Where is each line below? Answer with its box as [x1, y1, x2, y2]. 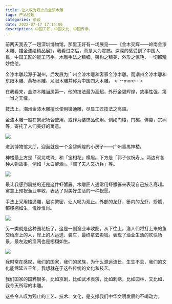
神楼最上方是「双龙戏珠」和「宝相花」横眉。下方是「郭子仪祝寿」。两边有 [5, 155, 160, 161]
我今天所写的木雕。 [5, 283, 46, 289]
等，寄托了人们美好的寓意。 [5, 123, 64, 129]
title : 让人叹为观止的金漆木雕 [5, 7, 63, 13]
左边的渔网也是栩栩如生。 [18, 238, 73, 245]
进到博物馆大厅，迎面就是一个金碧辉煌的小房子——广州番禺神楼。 [5, 144, 144, 150]
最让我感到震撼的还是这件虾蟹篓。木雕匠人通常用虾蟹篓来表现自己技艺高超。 [5, 181, 167, 187]
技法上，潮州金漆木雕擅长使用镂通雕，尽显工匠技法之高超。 [5, 106, 131, 112]
